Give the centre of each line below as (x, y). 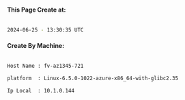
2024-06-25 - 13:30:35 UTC (45, 30)
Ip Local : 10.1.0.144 (41, 91)
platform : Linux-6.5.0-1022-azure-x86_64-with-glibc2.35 (93, 79)
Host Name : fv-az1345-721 (45, 66)
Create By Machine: (36, 45)
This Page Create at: (37, 10)
